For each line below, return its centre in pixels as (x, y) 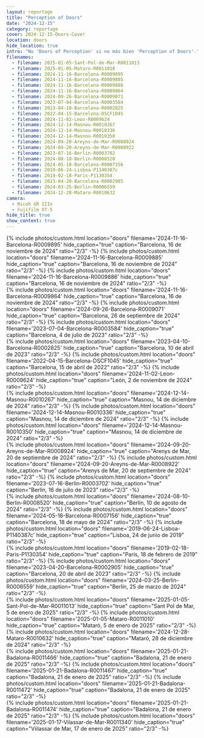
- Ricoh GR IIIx (32, 204)
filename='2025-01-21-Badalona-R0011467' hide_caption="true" (87, 671)
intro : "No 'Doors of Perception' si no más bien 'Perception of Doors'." (103, 52)
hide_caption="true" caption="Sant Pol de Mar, (136, 606)
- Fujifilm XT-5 (32, 210)
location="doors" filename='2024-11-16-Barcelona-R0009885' (85, 258)
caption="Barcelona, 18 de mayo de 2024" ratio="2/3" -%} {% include (94, 522)
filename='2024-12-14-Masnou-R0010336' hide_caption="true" (86, 412)
